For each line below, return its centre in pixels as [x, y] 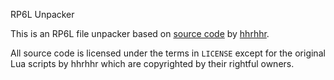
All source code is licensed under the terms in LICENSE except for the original [168, 53]
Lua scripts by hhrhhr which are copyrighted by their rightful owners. [152, 63]
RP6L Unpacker [42, 14]
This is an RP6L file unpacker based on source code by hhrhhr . [140, 33]
